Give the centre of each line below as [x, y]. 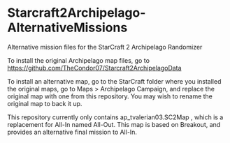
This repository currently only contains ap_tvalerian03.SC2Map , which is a [115, 117]
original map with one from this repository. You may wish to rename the [110, 96]
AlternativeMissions [67, 28]
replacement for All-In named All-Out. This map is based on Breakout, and [114, 124]
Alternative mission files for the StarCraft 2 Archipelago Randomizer [105, 47]
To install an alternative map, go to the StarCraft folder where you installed [114, 81]
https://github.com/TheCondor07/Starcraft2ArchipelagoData [94, 68]
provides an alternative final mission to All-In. [72, 132]
